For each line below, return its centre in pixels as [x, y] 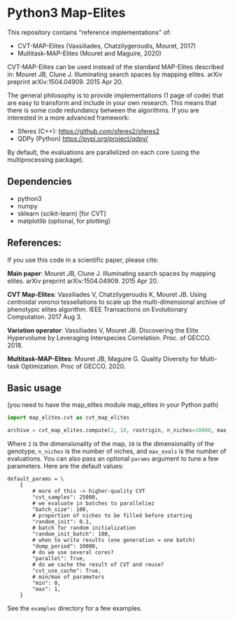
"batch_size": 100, [61, 510]
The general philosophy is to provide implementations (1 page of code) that [115, 95]
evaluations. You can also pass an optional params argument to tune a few [113, 459]
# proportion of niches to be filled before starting [112, 516]
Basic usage [34, 388]
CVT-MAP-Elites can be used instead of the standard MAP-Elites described [115, 67]
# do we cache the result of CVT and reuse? [98, 565]
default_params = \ [36, 479]
